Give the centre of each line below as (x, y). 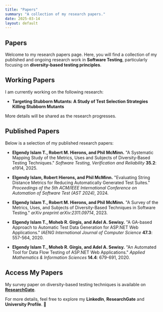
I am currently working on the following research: (54, 92)
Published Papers (32, 131)
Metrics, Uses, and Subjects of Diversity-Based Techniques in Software (84, 207)
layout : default (21, 23)
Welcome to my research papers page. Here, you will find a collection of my (81, 55)
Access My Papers (34, 273)
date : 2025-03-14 (23, 18)
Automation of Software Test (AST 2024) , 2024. (60, 193)
